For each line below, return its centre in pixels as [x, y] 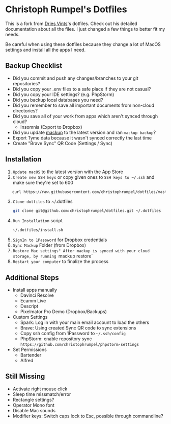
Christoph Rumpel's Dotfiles [66, 9]
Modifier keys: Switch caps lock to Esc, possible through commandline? [88, 416]
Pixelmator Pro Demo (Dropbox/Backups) [63, 312]
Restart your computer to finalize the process [60, 262]
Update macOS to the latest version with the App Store [68, 172]
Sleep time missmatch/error [42, 394]
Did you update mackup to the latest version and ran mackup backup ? [84, 132]
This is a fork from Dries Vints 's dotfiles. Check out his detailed [71, 23]
